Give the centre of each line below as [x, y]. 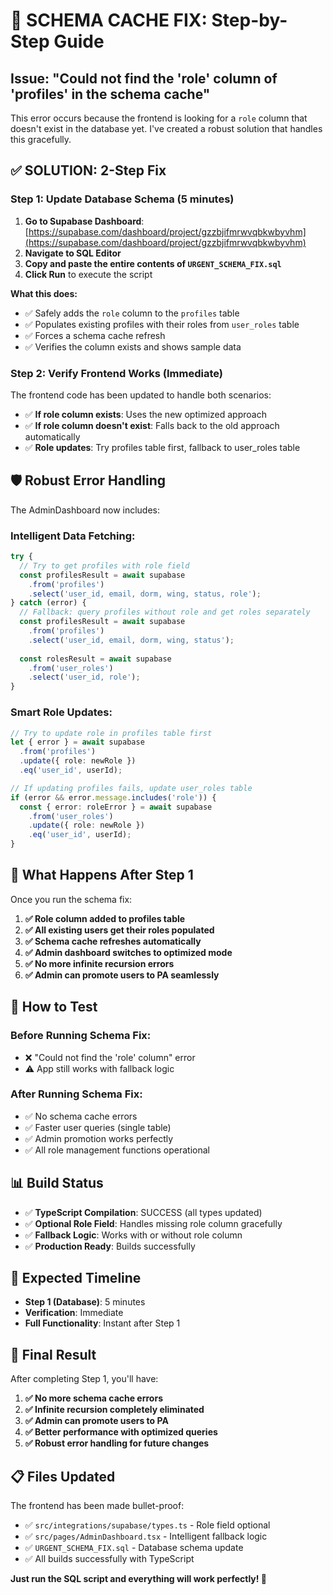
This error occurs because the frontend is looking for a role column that [159, 118]
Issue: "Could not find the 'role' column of [144, 78]
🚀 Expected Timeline [76, 1278]
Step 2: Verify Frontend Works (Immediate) [116, 373]
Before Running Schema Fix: [81, 1036]
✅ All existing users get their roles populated [119, 930]
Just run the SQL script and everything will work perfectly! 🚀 [139, 1579]
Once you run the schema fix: [71, 899]
